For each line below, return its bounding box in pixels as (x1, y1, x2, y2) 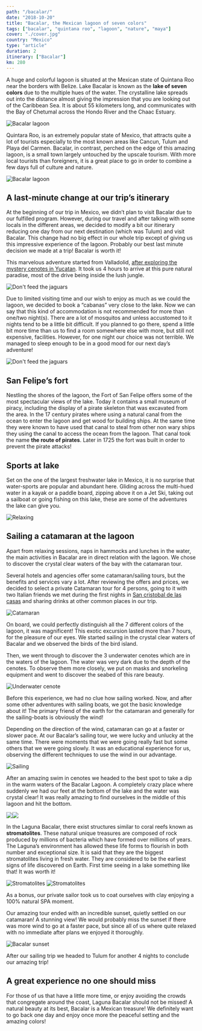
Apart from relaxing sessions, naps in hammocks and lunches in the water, (6, 547, 192, 554)
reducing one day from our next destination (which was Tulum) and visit (6, 228, 185, 235)
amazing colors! (6, 1018, 46, 1025)
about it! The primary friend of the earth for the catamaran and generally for (6, 707, 195, 714)
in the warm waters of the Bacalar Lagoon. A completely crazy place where (6, 780, 194, 788)
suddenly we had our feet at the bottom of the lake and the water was (6, 787, 180, 794)
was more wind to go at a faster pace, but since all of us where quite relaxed (6, 922, 197, 930)
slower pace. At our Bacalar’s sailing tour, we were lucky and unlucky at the (6, 732, 194, 739)
